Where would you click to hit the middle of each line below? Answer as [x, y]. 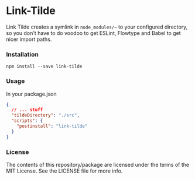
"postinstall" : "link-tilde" [52, 127]
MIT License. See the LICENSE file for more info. [64, 171]
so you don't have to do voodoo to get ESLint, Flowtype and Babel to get [93, 33]
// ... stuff [27, 110]
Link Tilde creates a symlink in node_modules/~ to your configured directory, [97, 27]
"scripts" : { [27, 121]
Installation [23, 54]
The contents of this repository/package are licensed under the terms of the [97, 164]
